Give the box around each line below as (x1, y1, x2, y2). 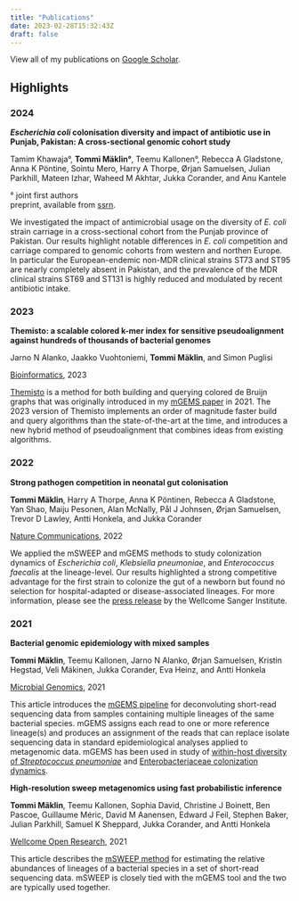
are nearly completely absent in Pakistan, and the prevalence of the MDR (10, 264, 279, 275)
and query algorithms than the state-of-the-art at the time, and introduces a (10, 416, 288, 426)
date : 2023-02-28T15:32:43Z (10, 21, 115, 30)
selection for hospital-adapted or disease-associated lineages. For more (10, 585, 275, 596)
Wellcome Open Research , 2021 (10, 836, 127, 847)
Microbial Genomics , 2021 (10, 682, 106, 692)
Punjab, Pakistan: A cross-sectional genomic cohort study (10, 136, 230, 147)
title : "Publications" (10, 12, 94, 22)
